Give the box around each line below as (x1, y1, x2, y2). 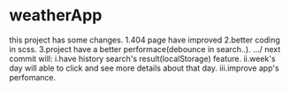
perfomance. (9, 72, 56, 82)
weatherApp (9, 5, 103, 26)
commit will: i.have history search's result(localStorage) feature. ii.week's (9, 53, 276, 64)
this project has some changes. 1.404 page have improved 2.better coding (9, 34, 280, 45)
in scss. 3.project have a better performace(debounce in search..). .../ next (9, 43, 281, 54)
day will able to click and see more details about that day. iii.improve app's (9, 63, 280, 73)
